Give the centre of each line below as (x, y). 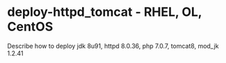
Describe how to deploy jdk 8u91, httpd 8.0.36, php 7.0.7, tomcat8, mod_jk (113, 46)
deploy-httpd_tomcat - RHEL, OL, (105, 12)
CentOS (30, 27)
